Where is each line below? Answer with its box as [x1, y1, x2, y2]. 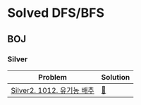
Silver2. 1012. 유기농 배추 [11, 85, 95, 95]
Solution [101, 72, 130, 82]
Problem [38, 72, 67, 82]
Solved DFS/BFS [7, 5, 104, 21]
